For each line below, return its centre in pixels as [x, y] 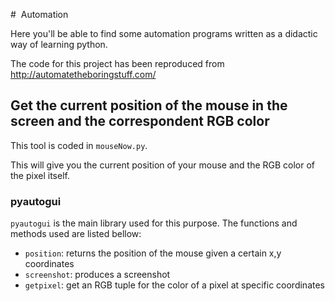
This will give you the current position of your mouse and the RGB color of [163, 165]
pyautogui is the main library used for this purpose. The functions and [154, 223]
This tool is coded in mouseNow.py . [79, 145]
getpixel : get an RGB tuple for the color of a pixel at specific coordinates [174, 285]
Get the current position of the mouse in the [149, 105]
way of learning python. [59, 44]
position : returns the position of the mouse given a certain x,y [153, 253]
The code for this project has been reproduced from [117, 63]
